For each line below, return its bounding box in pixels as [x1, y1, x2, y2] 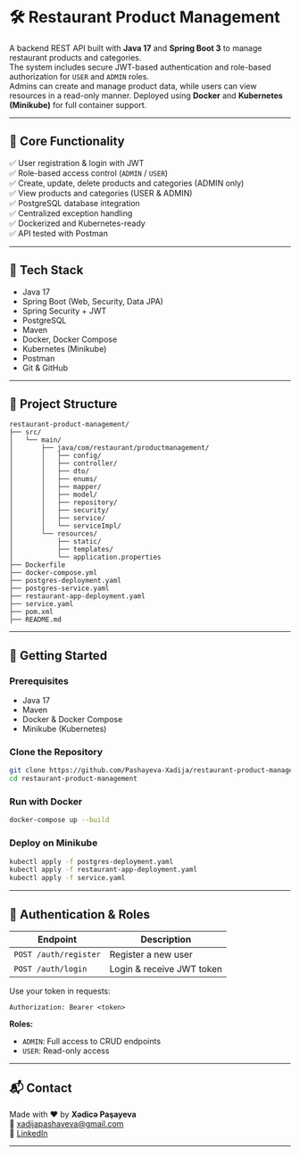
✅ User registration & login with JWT [9, 157, 145, 168]
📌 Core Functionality [9, 134, 125, 149]
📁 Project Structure [9, 396, 118, 412]
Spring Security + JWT [21, 305, 107, 316]
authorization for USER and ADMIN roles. [9, 71, 150, 81]
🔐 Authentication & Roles [9, 907, 150, 922]
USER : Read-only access [21, 1045, 110, 1056]
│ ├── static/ [9, 537, 102, 546]
